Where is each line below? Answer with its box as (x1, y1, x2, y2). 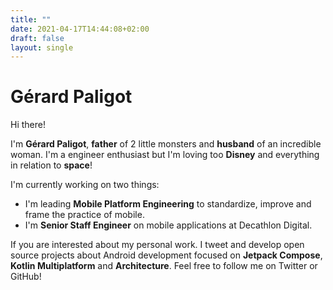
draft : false (10, 33, 65, 43)
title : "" (10, 14, 52, 25)
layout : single (10, 42, 74, 53)
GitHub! (10, 271, 42, 283)
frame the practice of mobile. (24, 209, 145, 221)
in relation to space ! (10, 159, 93, 171)
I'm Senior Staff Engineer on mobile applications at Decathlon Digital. (24, 219, 313, 231)
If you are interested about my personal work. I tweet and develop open (10, 239, 305, 251)
